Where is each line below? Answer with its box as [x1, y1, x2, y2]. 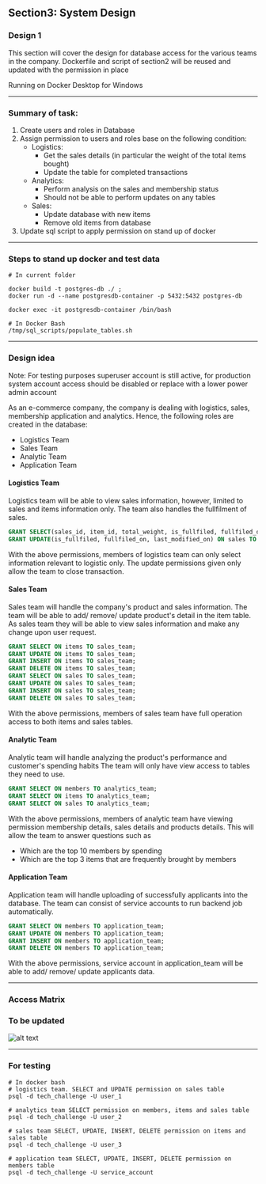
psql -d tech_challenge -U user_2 [8, 1113, 123, 1121]
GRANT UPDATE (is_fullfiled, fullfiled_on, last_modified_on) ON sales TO [8, 535, 257, 543]
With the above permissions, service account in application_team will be [8, 958, 244, 968]
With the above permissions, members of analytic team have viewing [8, 814, 234, 823]
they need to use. [8, 769, 66, 779]
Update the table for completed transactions [43, 167, 188, 176]
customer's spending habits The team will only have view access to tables [8, 761, 251, 770]
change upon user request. [8, 627, 97, 636]
